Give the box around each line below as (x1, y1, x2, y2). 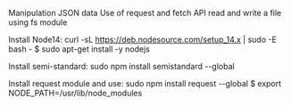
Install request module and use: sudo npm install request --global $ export (8, 78, 282, 88)
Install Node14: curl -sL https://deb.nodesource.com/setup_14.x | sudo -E (8, 35, 278, 45)
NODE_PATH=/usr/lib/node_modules (8, 88, 143, 98)
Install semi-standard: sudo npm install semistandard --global (8, 61, 235, 71)
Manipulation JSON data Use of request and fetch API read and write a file (8, 8, 282, 18)
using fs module (8, 17, 68, 28)
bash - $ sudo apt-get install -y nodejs (8, 44, 151, 54)
